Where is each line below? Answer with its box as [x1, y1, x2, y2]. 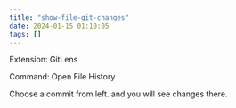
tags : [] [9, 29, 42, 38]
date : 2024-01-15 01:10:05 [9, 21, 110, 30]
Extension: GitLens [9, 54, 78, 65]
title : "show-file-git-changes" [9, 12, 129, 22]
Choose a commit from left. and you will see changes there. [9, 88, 228, 99]
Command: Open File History [9, 71, 116, 82]
